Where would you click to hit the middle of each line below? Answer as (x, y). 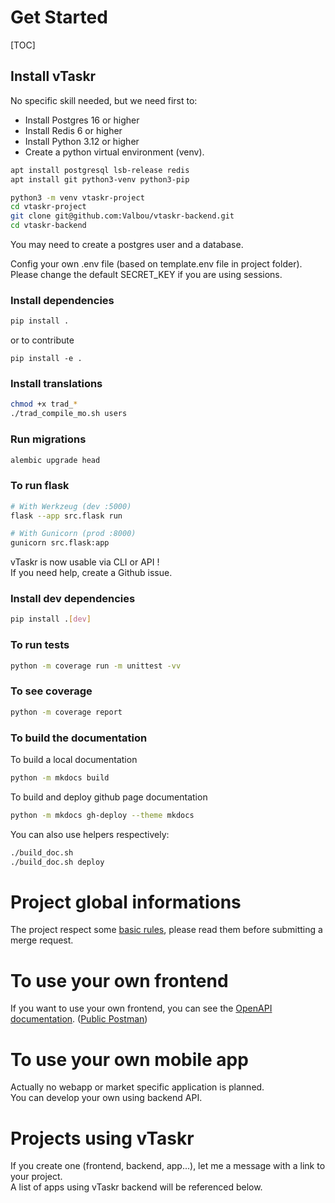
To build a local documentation (74, 759)
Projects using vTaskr (102, 1138)
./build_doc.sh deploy (57, 862)
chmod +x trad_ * (44, 404)
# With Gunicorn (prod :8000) (73, 534)
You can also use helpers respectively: (90, 834)
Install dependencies (62, 300)
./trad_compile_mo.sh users (69, 414)
